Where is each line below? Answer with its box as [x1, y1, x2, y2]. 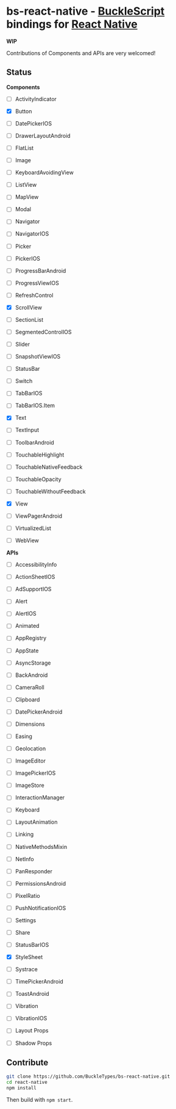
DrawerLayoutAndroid [15, 132, 71, 139]
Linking [15, 831, 34, 838]
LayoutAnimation [15, 818, 58, 826]
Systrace [15, 966, 38, 973]
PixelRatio [15, 892, 41, 899]
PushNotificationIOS [15, 904, 66, 911]
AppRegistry [15, 635, 47, 642]
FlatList [15, 144, 34, 151]
